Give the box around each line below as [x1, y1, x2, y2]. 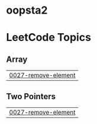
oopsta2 [6, 4, 48, 17]
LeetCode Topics [6, 31, 92, 44]
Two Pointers [6, 91, 56, 101]
